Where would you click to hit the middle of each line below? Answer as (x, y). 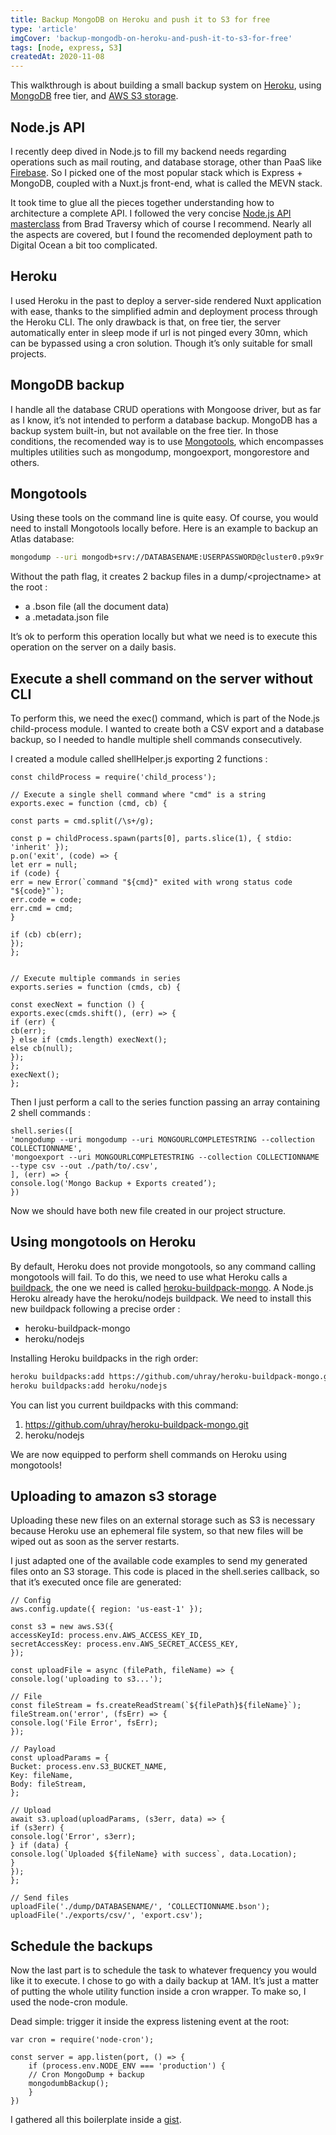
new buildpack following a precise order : (95, 1308)
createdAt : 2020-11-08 (57, 57)
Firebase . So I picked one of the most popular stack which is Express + (156, 172)
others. (25, 462)
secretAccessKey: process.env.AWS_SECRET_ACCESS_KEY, (125, 1644)
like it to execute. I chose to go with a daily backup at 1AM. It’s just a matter (165, 1981)
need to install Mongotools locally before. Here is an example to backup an (164, 528)
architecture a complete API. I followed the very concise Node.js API (151, 213)
